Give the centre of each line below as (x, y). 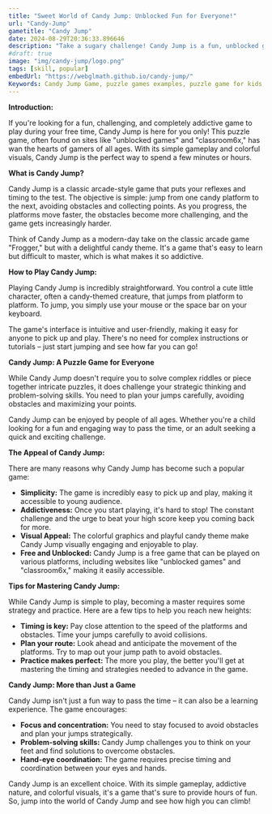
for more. (36, 527)
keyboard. (25, 313)
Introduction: (31, 107)
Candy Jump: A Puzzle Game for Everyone (82, 362)
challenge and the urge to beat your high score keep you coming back (137, 518)
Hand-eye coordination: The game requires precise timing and (125, 759)
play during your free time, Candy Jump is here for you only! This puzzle (129, 131)
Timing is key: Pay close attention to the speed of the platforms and (134, 626)
